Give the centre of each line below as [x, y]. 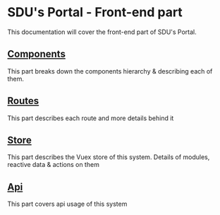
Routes [23, 101]
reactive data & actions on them [54, 165]
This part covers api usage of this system [67, 204]
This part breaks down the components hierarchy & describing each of [110, 71]
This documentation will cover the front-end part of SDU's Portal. [102, 32]
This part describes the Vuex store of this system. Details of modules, [109, 157]
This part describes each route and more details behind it [91, 118]
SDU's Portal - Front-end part [95, 12]
